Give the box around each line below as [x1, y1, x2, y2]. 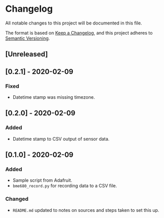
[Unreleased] [5, 50, 48, 59]
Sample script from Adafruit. [12, 177, 72, 183]
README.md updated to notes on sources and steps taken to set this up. [12, 207, 159, 213]
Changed [5, 196, 29, 203]
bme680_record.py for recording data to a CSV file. [12, 183, 117, 189]
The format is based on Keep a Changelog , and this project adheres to [5, 30, 153, 36]
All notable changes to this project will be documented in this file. [5, 20, 143, 26]
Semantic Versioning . [5, 35, 50, 41]
